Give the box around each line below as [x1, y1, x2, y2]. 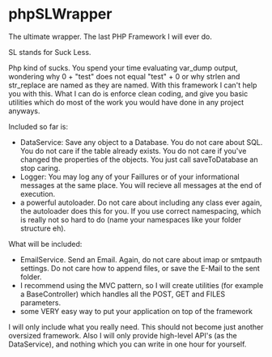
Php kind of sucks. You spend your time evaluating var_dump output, [8, 62, 239, 73]
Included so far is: [8, 121, 69, 131]
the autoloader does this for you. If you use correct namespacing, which [19, 206, 261, 215]
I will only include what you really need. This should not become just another [8, 321, 264, 332]
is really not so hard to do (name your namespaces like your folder [19, 215, 242, 224]
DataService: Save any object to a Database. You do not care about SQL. [19, 137, 263, 147]
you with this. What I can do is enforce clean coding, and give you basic [8, 88, 249, 98]
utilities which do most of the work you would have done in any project [8, 97, 244, 107]
